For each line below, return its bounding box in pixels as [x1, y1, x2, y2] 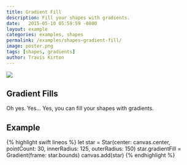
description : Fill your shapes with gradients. [6, 15, 131, 21]
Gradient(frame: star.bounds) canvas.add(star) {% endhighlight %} [6, 152, 175, 159]
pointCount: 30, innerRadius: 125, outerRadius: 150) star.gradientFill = [6, 145, 181, 153]
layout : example [6, 26, 48, 32]
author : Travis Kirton [6, 54, 64, 61]
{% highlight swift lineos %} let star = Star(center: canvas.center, [6, 139, 170, 146]
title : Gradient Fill [6, 9, 62, 15]
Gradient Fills [6, 89, 58, 99]
